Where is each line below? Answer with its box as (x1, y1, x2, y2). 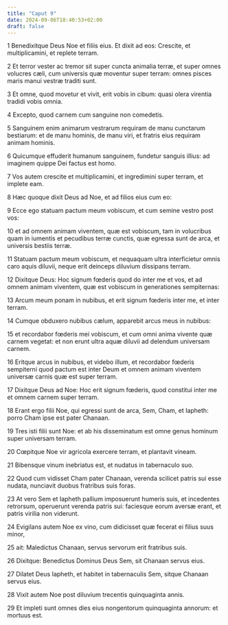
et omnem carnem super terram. (7, 393, 100, 402)
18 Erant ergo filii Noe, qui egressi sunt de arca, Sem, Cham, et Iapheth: (7, 407, 209, 415)
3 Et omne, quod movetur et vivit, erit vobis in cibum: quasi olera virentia (7, 90, 212, 98)
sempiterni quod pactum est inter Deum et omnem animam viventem (7, 365, 201, 374)
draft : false (7, 23, 45, 30)
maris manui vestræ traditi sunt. (7, 77, 98, 85)
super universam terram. (7, 434, 77, 443)
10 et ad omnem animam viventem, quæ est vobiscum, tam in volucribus (7, 227, 212, 236)
